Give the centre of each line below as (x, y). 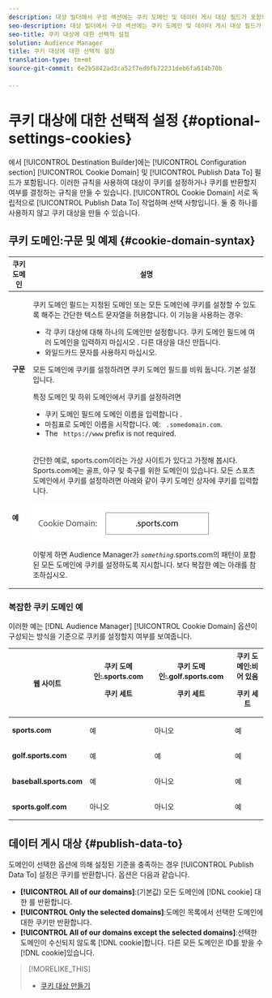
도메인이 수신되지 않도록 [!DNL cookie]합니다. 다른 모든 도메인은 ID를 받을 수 (141, 943)
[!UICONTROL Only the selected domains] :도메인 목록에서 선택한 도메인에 (142, 912)
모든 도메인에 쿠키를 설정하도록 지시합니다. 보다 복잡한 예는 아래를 (144, 565)
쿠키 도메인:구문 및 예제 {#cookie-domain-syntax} (132, 241)
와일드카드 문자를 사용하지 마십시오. (101, 352)
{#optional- (221, 120)
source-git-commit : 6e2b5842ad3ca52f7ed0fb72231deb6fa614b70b (115, 69)
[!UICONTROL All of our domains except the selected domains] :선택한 (138, 932)
